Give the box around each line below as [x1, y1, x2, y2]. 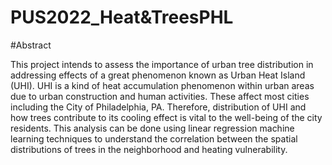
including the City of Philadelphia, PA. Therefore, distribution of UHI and [10, 101, 307, 113]
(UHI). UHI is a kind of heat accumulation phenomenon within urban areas [10, 79, 315, 91]
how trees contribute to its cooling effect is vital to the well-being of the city [10, 111, 323, 123]
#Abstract [10, 39, 52, 51]
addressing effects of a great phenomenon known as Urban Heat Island [10, 69, 306, 81]
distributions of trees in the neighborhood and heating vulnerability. [10, 143, 288, 155]
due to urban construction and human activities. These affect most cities [10, 90, 310, 102]
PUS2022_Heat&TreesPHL [10, 6, 234, 29]
